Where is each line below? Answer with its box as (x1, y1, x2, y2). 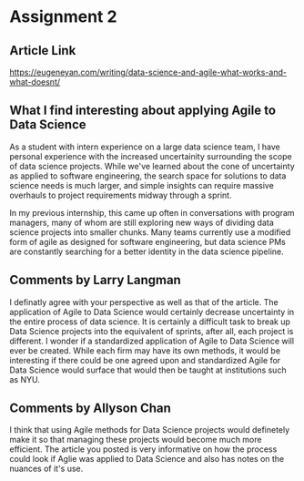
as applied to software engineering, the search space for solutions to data (9, 170, 287, 181)
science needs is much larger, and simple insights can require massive (9, 179, 275, 190)
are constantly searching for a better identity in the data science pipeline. (9, 246, 284, 257)
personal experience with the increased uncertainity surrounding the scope (9, 150, 293, 161)
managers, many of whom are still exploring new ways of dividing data (9, 217, 275, 228)
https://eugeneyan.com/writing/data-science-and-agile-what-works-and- (9, 67, 287, 77)
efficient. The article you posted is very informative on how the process (9, 444, 278, 455)
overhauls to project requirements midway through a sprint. (9, 189, 232, 200)
